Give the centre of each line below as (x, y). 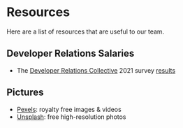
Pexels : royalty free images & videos (69, 109)
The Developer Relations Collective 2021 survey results (96, 70)
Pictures (25, 93)
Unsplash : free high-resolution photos (71, 117)
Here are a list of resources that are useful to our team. (86, 31)
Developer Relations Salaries (71, 54)
